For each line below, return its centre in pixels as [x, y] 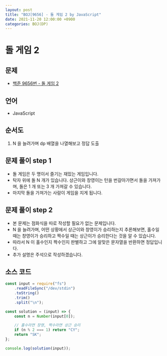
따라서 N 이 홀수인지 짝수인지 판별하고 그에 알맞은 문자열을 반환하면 [78, 242]
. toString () [27, 293]
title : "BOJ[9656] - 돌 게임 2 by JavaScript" [53, 15]
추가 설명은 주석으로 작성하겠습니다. [48, 254]
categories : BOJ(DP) [27, 24]
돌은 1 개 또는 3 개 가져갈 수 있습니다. [56, 186]
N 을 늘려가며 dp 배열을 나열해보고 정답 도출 [56, 143]
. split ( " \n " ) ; [29, 302]
